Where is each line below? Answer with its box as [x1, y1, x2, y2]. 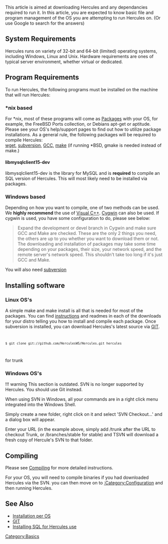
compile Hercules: [5, 137, 43, 143]
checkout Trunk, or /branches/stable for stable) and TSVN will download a [5, 432, 159, 438]
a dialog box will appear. [5, 417, 56, 423]
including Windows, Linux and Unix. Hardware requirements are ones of [5, 53, 154, 59]
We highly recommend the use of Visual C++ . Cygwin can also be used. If [5, 210, 159, 216]
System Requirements [5, 35, 76, 43]
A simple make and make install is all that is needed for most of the [5, 308, 143, 314]
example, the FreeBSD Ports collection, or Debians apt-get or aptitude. [5, 121, 151, 127]
